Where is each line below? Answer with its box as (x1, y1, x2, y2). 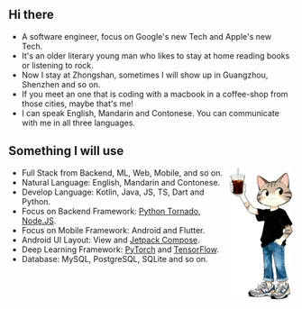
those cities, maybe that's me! (21, 98, 134, 109)
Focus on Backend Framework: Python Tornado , (21, 205, 201, 216)
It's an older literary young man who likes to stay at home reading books (21, 50, 290, 61)
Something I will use (8, 143, 124, 159)
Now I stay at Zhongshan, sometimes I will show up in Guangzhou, (21, 69, 269, 80)
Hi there (8, 7, 55, 23)
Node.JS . (21, 215, 57, 226)
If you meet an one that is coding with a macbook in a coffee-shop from (21, 88, 288, 99)
